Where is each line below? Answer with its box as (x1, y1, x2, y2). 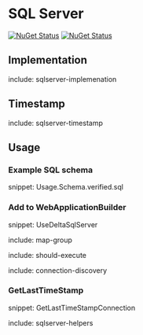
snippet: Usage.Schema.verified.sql (8, 182, 124, 192)
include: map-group (8, 235, 73, 245)
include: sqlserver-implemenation (8, 74, 117, 83)
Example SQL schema (8, 164, 93, 175)
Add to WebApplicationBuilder (8, 202, 126, 213)
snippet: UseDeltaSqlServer (8, 219, 98, 229)
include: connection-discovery (8, 265, 108, 275)
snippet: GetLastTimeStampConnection (8, 303, 136, 312)
